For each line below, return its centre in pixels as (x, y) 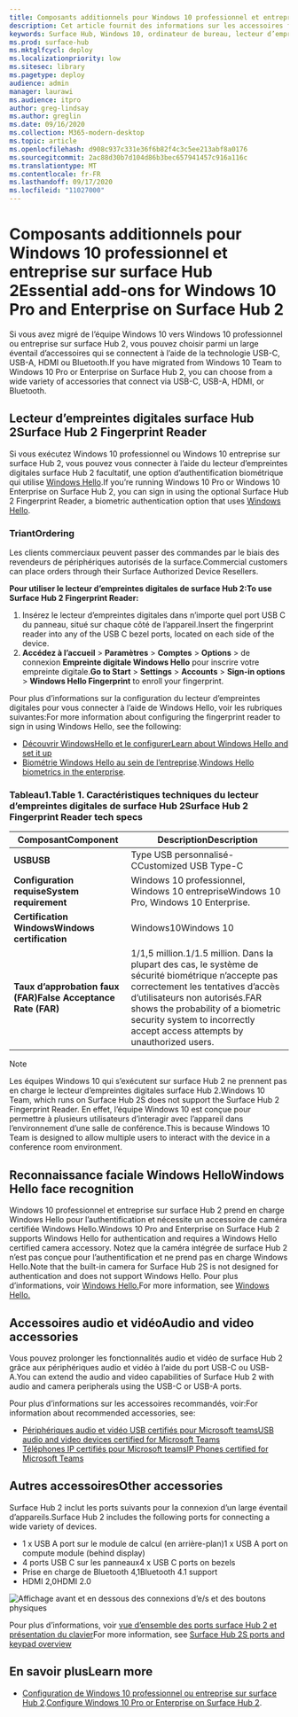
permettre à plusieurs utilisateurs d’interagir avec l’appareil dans (126, 1119)
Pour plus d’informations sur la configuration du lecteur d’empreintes (135, 699)
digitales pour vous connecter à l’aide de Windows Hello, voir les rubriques (146, 708)
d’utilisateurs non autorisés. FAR (196, 998)
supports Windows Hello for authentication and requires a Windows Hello (143, 1238)
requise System (47, 892)
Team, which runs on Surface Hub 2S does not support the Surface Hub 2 (144, 1100)
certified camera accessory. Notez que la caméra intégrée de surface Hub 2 (149, 1248)
